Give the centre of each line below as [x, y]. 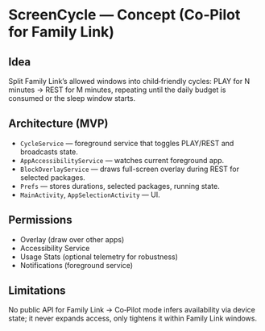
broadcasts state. [49, 152]
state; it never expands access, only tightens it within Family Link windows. [133, 318]
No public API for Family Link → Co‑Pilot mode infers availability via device [132, 310]
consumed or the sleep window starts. [72, 98]
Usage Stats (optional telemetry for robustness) [99, 257]
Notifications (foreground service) [77, 265]
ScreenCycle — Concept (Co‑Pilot [124, 15]
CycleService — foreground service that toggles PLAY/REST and [127, 143]
